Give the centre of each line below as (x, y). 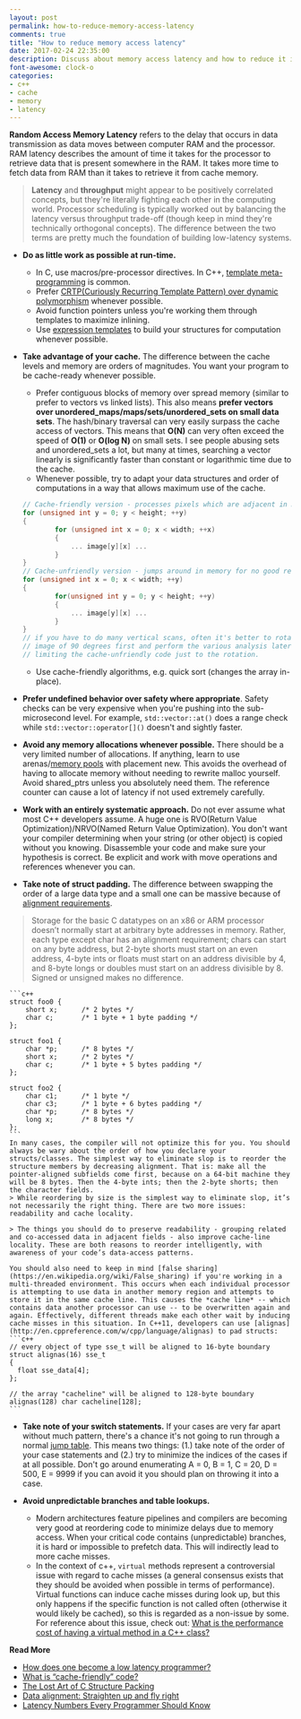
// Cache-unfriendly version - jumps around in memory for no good (150, 571)
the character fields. (52, 1190)
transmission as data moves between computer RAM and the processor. (142, 144)
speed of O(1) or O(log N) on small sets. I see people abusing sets (158, 441)
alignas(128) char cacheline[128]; (76, 1402)
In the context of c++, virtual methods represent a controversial (155, 1566)
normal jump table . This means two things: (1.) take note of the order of (153, 1445)
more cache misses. (73, 1556)
